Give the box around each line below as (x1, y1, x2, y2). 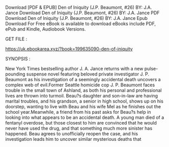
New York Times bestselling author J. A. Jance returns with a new (5, 66, 144, 71)
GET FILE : (5, 36, 27, 42)
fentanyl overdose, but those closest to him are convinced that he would (5, 120, 157, 126)
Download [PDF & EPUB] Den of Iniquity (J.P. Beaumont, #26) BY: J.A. (5, 5, 152, 10)
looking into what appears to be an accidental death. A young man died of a (5, 114, 164, 120)
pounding (5, 71, 25, 77)
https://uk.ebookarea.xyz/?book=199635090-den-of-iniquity (5, 46, 133, 52)
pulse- (144, 66, 158, 71)
